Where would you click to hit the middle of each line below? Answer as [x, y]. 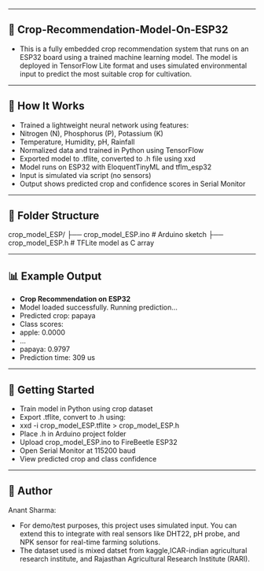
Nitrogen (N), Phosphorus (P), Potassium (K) [91, 133]
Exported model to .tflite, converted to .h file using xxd [108, 158]
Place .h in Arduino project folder [73, 434]
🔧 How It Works [46, 106]
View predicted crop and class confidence [88, 459]
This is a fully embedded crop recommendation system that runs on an [134, 49]
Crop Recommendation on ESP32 [75, 299]
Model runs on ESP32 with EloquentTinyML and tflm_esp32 [115, 167]
